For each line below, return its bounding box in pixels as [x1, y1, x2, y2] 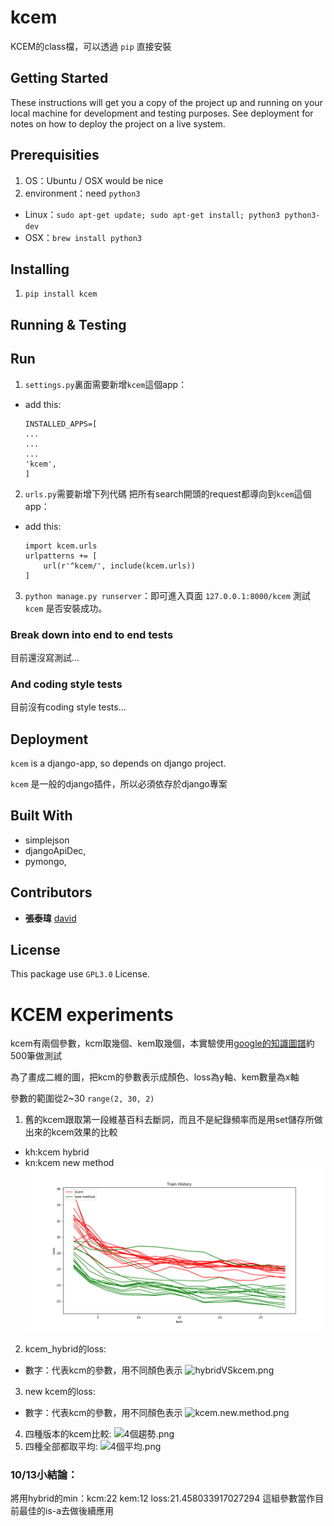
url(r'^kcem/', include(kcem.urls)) [43, 561, 196, 571]
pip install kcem [24, 289, 98, 300]
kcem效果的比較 [51, 1126, 118, 1138]
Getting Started [10, 70, 109, 87]
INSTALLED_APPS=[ [24, 419, 98, 429]
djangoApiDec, [24, 844, 87, 856]
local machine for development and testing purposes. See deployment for [10, 107, 314, 119]
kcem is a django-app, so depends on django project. [10, 757, 227, 769]
